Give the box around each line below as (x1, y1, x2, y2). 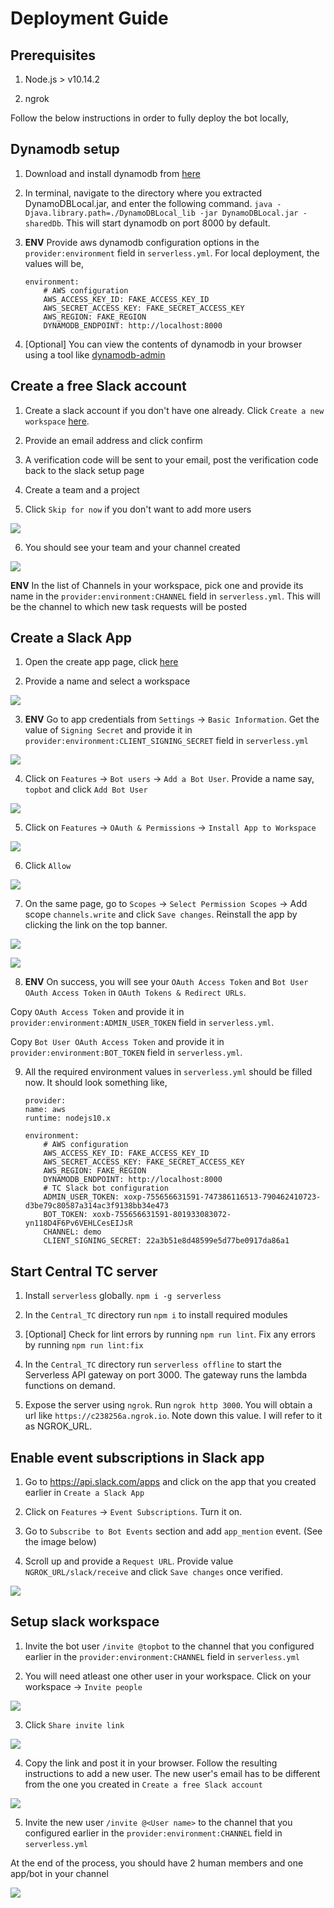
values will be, (24, 257, 84, 269)
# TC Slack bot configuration (43, 1183, 169, 1194)
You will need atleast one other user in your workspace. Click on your (24, 1670, 312, 1682)
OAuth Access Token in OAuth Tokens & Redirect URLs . (24, 987, 247, 999)
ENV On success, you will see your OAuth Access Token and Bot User (24, 976, 309, 988)
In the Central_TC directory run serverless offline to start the (24, 1358, 282, 1371)
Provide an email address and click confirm (24, 434, 203, 446)
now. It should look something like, (24, 1077, 168, 1089)
